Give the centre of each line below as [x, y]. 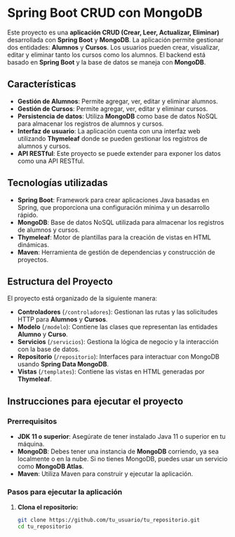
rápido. [28, 215]
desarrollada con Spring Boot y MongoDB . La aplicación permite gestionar [115, 39]
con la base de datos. [49, 350]
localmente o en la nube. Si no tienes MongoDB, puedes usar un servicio [122, 459]
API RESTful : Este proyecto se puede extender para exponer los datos [119, 153]
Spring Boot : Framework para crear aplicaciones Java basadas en [113, 200]
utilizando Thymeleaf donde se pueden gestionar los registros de [112, 138]
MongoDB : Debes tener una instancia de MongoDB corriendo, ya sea [118, 451]
